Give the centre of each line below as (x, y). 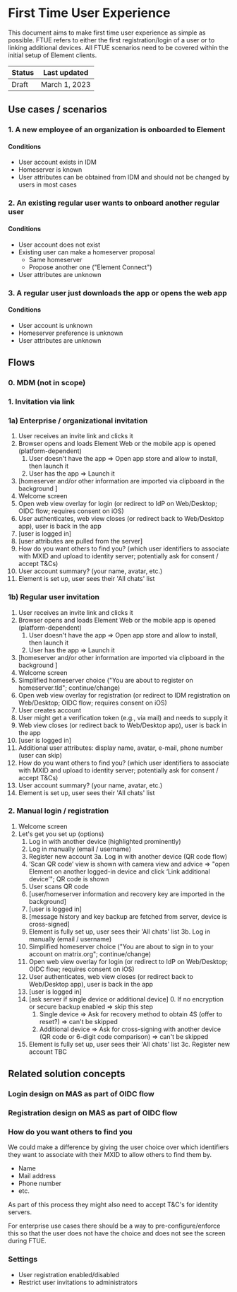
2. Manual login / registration (59, 811)
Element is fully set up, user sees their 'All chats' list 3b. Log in (120, 932)
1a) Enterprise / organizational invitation (78, 421)
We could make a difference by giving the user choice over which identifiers (119, 1147)
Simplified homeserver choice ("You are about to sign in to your (121, 946)
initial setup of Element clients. (53, 55)
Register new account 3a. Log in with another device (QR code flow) (128, 856)
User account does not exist (59, 245)
